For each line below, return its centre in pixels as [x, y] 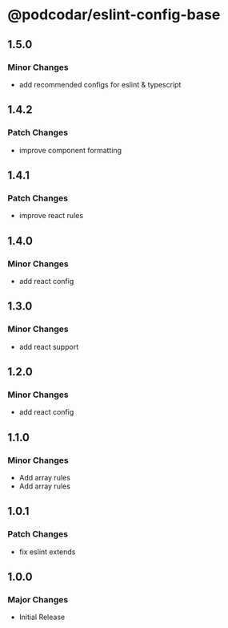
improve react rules [51, 216]
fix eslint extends [47, 552]
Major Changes [38, 600]
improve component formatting [70, 150]
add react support [49, 346]
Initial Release [42, 617]
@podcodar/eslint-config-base [114, 15]
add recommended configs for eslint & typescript [100, 84]
